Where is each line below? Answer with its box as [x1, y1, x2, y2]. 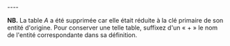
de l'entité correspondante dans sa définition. [7, 31, 138, 39]
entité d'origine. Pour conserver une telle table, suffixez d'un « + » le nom [7, 23, 218, 32]
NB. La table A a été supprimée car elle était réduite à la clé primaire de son [7, 16, 224, 24]
